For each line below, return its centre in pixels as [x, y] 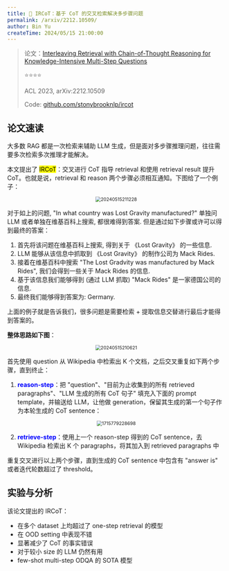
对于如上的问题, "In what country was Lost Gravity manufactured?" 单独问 [112, 213]
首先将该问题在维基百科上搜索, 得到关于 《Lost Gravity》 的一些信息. [114, 245]
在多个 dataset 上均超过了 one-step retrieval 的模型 [90, 525]
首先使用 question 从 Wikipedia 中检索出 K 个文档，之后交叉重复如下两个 [110, 361]
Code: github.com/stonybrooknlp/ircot [79, 105]
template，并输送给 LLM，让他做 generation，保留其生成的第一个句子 [117, 402]
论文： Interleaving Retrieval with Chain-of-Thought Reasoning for [117, 53]
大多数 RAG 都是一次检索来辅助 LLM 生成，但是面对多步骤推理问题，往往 [111, 146]
